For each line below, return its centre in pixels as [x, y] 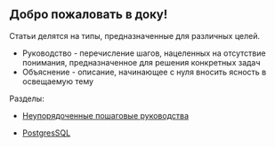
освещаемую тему [58, 81]
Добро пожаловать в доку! [89, 15]
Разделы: [27, 98]
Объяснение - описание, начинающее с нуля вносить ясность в [144, 72]
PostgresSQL [46, 133]
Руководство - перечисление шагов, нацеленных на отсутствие [144, 53]
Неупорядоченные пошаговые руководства [105, 115]
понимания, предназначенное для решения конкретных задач [141, 62]
